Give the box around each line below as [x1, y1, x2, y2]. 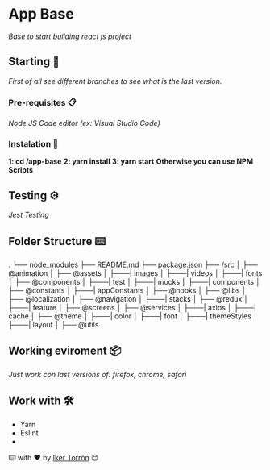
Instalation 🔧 [8, 138, 59, 149]
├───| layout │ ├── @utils [8, 319, 99, 329]
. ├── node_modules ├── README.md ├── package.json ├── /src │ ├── [8, 260, 258, 269]
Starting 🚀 [8, 55, 60, 69]
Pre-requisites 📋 [8, 97, 77, 108]
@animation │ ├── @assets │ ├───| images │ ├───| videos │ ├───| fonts [8, 268, 263, 278]
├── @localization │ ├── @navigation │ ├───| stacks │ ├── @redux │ [8, 293, 249, 303]
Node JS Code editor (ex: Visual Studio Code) [8, 119, 161, 128]
